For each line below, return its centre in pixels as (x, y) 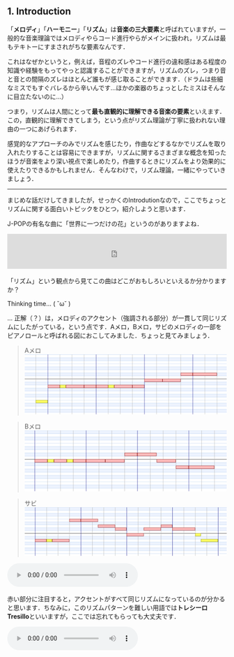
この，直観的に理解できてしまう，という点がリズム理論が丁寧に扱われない (114, 120)
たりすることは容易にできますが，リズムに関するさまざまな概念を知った (123, 152)
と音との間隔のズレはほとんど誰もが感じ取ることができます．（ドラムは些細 (115, 79)
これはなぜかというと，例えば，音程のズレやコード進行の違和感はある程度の (117, 62)
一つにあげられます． (50, 129)
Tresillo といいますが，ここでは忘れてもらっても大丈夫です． (94, 616)
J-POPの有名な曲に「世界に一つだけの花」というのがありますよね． (105, 224)
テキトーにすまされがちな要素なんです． (71, 46)
